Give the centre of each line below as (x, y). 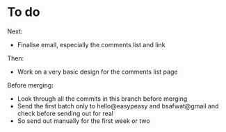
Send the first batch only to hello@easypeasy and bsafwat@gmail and (118, 106)
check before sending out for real (65, 113)
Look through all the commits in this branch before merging (102, 99)
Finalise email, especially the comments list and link (91, 44)
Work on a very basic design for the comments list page (97, 72)
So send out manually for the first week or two (84, 121)
